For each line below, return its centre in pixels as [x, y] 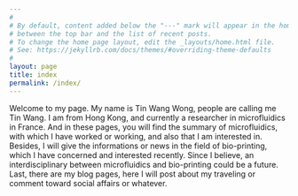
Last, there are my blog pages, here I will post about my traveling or [133, 174]
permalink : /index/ [45, 83]
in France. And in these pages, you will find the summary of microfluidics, [143, 127]
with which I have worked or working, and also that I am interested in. [136, 136]
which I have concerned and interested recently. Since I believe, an [132, 155]
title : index [33, 75]
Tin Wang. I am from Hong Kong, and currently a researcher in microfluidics [147, 117]
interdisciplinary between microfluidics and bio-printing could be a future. [144, 164]
